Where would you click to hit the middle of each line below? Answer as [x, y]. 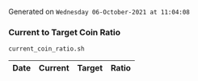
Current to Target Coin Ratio [65, 32]
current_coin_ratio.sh [46, 49]
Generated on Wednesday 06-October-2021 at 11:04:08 [99, 12]
